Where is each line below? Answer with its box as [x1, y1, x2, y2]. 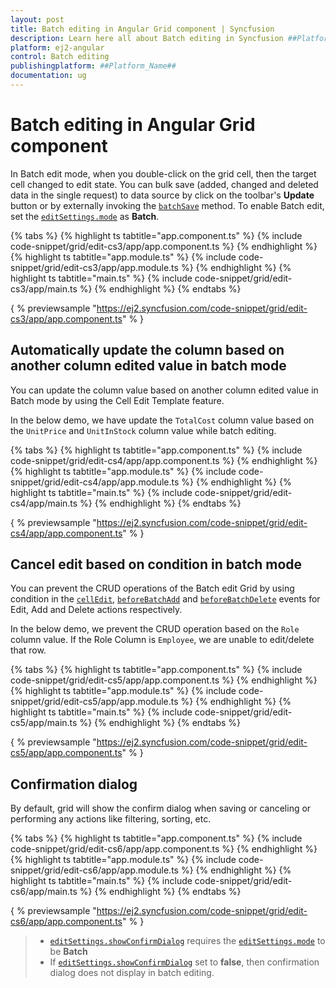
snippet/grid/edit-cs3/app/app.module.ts [10, 261, 179, 273]
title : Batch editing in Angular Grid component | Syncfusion [10, 24, 275, 34]
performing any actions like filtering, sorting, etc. [10, 813, 212, 825]
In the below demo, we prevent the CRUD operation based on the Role [10, 623, 300, 635]
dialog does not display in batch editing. [49, 967, 215, 979]
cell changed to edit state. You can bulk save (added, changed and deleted [10, 178, 319, 190]
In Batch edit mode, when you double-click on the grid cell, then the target [10, 167, 317, 180]
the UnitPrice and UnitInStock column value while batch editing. [10, 424, 277, 436]
